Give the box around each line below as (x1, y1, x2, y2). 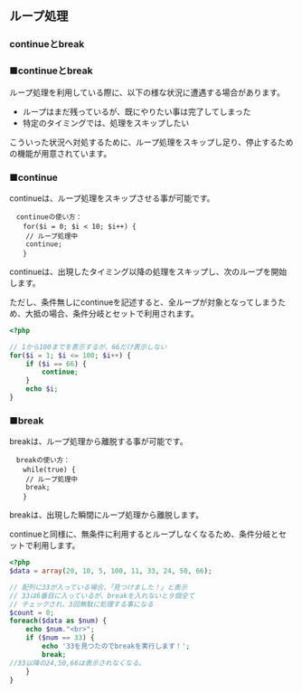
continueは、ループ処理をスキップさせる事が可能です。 (9, 193, 215, 204)
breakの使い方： (15, 456, 71, 465)
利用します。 (33, 540, 80, 551)
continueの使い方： (15, 212, 83, 222)
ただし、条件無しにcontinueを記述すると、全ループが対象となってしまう (9, 297, 278, 308)
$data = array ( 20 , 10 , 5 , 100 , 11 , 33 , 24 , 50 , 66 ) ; (9, 566, 212, 576)
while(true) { (22, 465, 76, 475)
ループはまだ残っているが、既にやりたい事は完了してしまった (22, 106, 251, 117)
